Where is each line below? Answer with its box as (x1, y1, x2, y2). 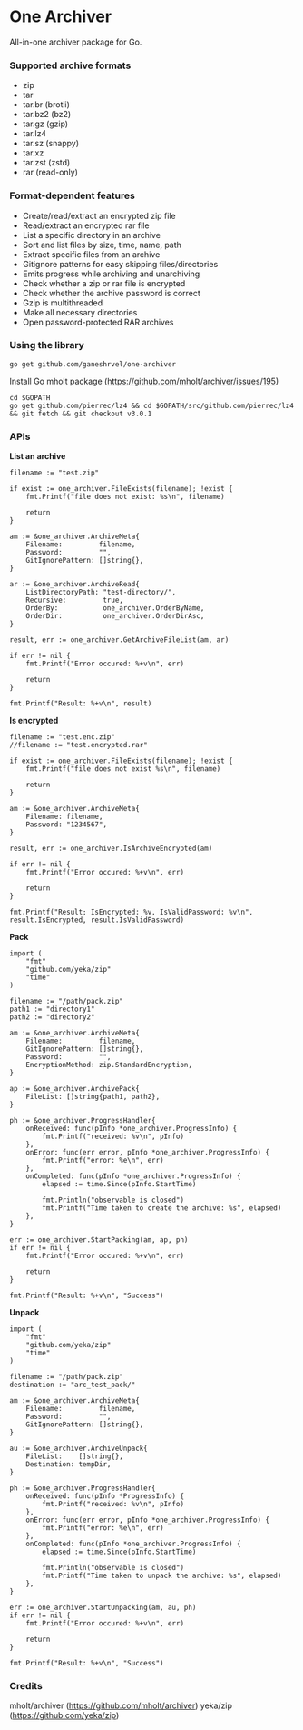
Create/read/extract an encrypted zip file (22, 210, 176, 221)
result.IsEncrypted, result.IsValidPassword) (9, 915, 184, 925)
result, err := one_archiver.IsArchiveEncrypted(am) (9, 844, 213, 854)
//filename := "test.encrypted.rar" (9, 741, 148, 750)
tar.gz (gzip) (22, 118, 69, 129)
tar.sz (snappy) (22, 138, 80, 149)
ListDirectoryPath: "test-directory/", (25, 588, 177, 597)
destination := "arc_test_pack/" (9, 1380, 136, 1390)
